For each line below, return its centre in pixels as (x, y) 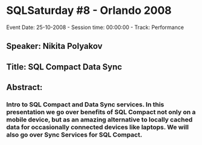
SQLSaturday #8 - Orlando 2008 (89, 11)
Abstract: (24, 87)
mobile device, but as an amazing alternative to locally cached (99, 120)
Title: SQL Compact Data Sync (64, 67)
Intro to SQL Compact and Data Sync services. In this (85, 105)
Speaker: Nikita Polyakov (54, 46)
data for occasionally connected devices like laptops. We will (97, 127)
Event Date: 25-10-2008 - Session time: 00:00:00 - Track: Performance (95, 27)
